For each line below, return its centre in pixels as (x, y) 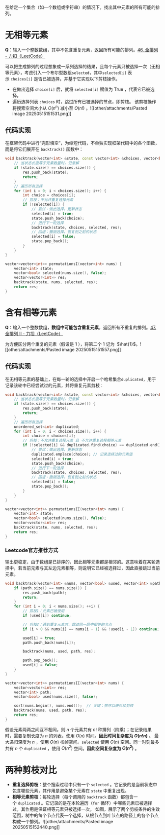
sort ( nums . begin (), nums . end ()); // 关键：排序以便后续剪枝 (74, 706)
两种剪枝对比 (31, 770)
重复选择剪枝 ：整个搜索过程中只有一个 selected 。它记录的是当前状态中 (84, 785)
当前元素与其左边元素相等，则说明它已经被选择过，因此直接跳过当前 (91, 568)
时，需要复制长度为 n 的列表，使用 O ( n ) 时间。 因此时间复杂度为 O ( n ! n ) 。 (79, 736)
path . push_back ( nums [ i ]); (49, 643)
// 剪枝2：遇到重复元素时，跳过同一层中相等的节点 (67, 624)
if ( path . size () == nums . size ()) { (50, 588)
